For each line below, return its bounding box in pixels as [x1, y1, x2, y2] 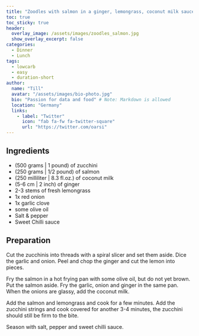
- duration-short [11, 75, 54, 80]
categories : [6, 42, 36, 48]
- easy [11, 69, 28, 75]
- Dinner [11, 47, 33, 53]
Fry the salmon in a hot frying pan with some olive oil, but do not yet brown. [6, 275, 191, 282]
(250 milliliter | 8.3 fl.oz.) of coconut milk [14, 174, 114, 181]
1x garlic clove [14, 199, 50, 206]
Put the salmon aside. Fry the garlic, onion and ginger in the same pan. [6, 282, 179, 289]
